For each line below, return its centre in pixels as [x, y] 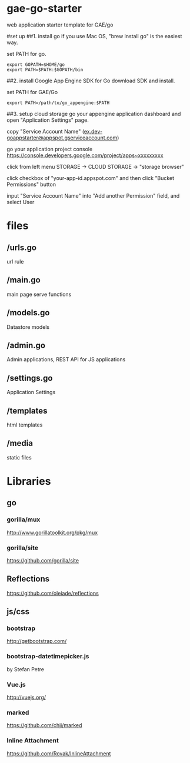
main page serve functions [39, 294]
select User [21, 202]
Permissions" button [31, 184]
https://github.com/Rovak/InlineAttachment [59, 753]
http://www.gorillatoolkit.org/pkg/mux [52, 532]
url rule [15, 261]
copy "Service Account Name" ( [46, 131]
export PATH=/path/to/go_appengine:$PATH [58, 103]
